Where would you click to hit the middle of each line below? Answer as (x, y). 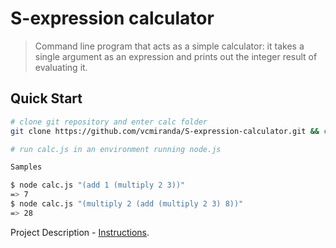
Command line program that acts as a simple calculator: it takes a (169, 46)
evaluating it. (61, 67)
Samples (26, 167)
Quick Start (46, 98)
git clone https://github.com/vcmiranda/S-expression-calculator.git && (165, 131)
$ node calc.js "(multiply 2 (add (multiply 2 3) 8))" (127, 204)
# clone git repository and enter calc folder (109, 122)
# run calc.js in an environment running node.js (116, 149)
